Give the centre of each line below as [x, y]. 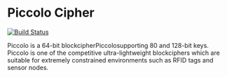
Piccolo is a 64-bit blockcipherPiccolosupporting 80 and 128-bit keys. [108, 45]
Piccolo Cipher [51, 13]
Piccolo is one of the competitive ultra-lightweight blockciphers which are [114, 53]
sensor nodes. [28, 67]
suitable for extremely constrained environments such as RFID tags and [110, 60]
